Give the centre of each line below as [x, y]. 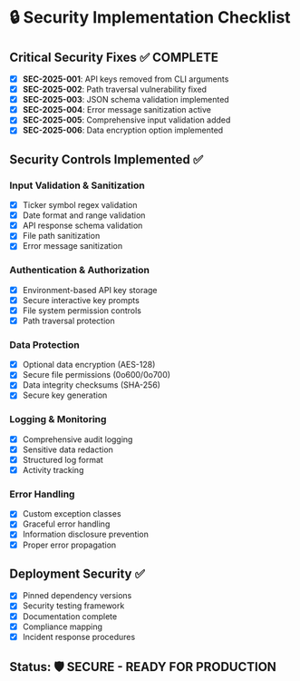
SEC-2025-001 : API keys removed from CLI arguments [126, 79]
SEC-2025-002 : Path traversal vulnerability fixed [114, 89]
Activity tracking [53, 469]
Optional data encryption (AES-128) [89, 365]
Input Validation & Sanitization [77, 185]
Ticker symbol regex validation [80, 205]
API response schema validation [82, 226]
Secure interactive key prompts [81, 300]
